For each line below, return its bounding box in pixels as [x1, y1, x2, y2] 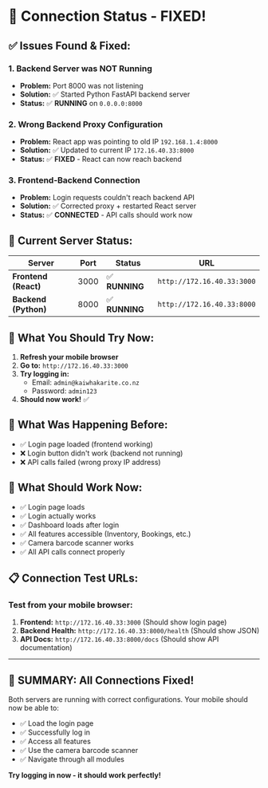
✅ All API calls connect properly [19, 546, 125, 557]
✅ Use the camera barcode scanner [19, 746, 138, 755]
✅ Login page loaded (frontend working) [19, 439, 153, 449]
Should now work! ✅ [19, 395, 90, 404]
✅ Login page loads [19, 502, 85, 511]
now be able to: [8, 703, 60, 713]
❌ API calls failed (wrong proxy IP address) [19, 457, 161, 467]
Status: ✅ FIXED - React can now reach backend [19, 155, 182, 164]
